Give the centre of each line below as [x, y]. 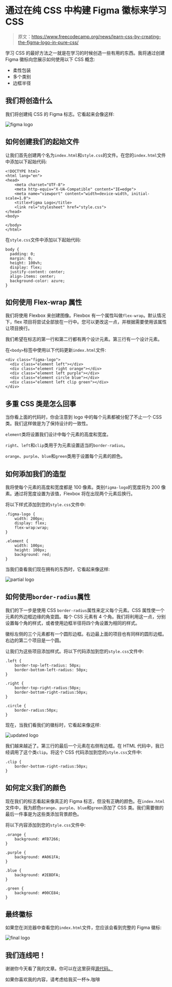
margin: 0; [21, 258]
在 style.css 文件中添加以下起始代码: [43, 239]
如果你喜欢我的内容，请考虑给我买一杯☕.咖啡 [53, 979]
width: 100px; [29, 546]
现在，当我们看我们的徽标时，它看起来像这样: [53, 725]
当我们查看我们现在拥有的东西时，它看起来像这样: [58, 569]
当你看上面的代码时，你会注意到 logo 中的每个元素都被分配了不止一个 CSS [84, 417]
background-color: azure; [38, 281]
